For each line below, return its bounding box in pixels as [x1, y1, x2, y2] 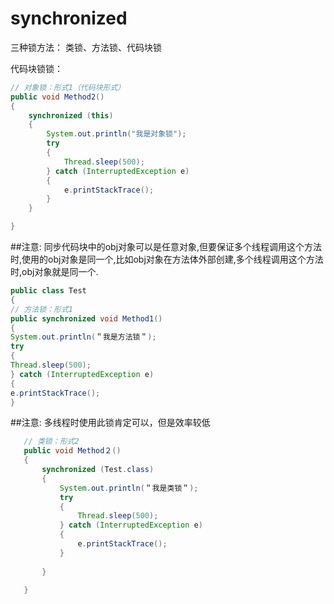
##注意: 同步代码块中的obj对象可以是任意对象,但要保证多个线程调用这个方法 [10, 241, 323, 253]
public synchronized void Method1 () [10, 313, 163, 324]
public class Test [10, 286, 87, 296]
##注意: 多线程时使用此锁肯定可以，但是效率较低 [10, 417, 211, 429]
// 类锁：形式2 [23, 437, 80, 447]
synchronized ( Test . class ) [41, 465, 155, 475]
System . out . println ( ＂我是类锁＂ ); [59, 483, 199, 493]
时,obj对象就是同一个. [10, 266, 99, 278]
